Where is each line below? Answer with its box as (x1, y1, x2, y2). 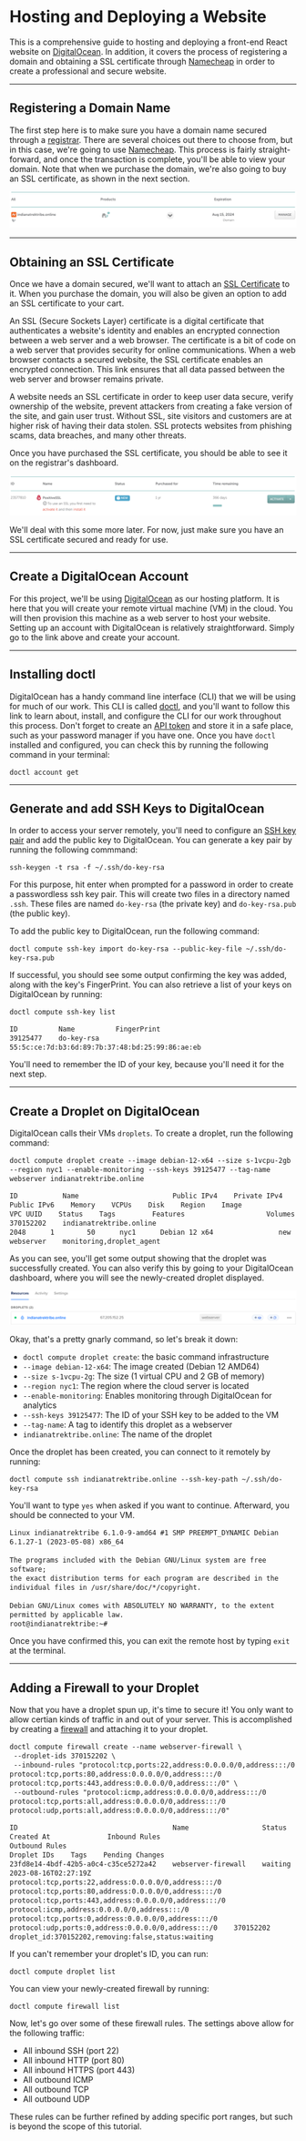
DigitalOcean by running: (9, 989, 103, 1000)
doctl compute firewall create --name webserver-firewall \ (9, 1742, 243, 1752)
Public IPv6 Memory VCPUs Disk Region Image (9, 1200, 243, 1210)
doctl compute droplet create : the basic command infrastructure (22, 1351, 270, 1362)
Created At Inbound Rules (9, 1832, 161, 1841)
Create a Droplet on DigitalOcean (9, 1104, 200, 1119)
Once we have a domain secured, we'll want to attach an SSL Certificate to (9, 279, 290, 290)
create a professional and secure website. (9, 66, 167, 76)
